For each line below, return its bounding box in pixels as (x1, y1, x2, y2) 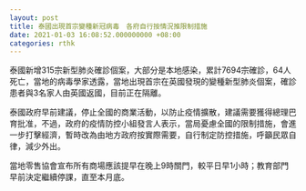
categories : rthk (9, 38, 76, 48)
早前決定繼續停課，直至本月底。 (9, 172, 129, 183)
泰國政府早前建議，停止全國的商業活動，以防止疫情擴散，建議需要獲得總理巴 (9, 106, 297, 118)
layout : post (9, 13, 59, 23)
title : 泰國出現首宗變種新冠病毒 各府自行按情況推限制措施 (9, 22, 208, 31)
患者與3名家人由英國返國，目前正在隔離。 (9, 87, 167, 98)
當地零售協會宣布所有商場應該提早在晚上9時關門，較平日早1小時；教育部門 (9, 160, 290, 171)
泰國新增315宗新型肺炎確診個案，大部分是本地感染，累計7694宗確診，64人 (9, 65, 291, 75)
